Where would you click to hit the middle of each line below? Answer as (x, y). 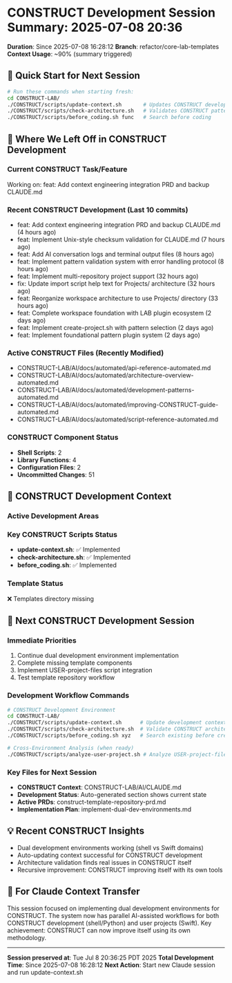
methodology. (27, 937)
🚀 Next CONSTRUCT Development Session (101, 621)
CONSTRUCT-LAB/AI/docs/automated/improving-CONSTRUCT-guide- (118, 405)
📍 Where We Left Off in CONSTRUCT (87, 139)
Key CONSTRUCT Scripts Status (62, 534)
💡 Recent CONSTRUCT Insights (76, 831)
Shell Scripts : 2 (39, 452)
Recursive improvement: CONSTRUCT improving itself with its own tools (120, 870)
